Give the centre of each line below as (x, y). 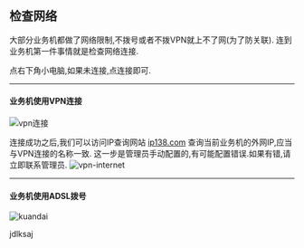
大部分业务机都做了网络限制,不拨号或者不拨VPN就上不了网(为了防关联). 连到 (151, 40)
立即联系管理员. (38, 165)
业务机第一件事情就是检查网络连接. (74, 51)
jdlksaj (21, 234)
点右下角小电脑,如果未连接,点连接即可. (81, 70)
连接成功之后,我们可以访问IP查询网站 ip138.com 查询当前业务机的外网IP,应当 (151, 142)
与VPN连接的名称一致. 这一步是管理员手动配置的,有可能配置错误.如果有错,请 (150, 154)
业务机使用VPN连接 (46, 101)
